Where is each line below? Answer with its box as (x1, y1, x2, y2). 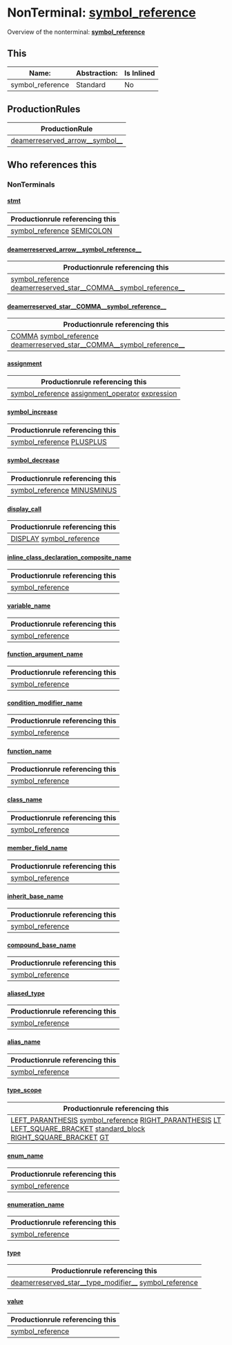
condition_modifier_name (7, 698, 83, 707)
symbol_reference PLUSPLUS (10, 437, 107, 446)
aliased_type (7, 989, 45, 998)
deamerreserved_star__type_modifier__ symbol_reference (10, 1278, 198, 1288)
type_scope (7, 1086, 42, 1094)
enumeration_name (7, 1200, 64, 1208)
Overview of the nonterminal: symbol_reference (7, 28, 146, 36)
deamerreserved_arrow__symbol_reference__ (7, 245, 142, 254)
